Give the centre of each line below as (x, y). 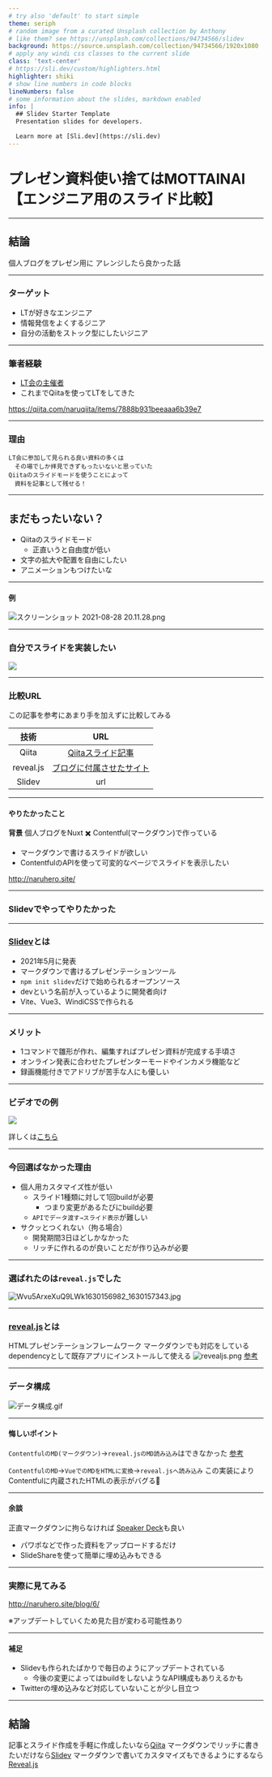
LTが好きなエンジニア (56, 313)
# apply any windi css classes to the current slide (99, 54)
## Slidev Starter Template (63, 114)
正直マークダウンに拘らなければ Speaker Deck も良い (96, 1528)
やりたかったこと (37, 813)
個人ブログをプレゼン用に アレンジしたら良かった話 (94, 263)
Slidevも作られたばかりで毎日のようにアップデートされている (122, 1668)
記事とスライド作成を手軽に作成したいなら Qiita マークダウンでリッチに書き (134, 1745)
